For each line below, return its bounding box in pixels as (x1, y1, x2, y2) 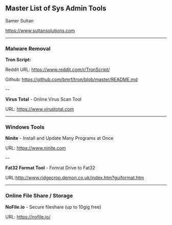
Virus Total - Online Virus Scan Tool (5, 96, 82, 103)
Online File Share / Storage (5, 192, 73, 199)
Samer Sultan (5, 17, 34, 23)
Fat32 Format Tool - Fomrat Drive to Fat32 (5, 165, 96, 171)
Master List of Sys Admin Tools (5, 4, 106, 13)
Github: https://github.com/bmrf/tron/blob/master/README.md (5, 77, 138, 83)
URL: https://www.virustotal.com (5, 106, 74, 112)
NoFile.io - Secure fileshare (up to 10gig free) (5, 204, 101, 210)
